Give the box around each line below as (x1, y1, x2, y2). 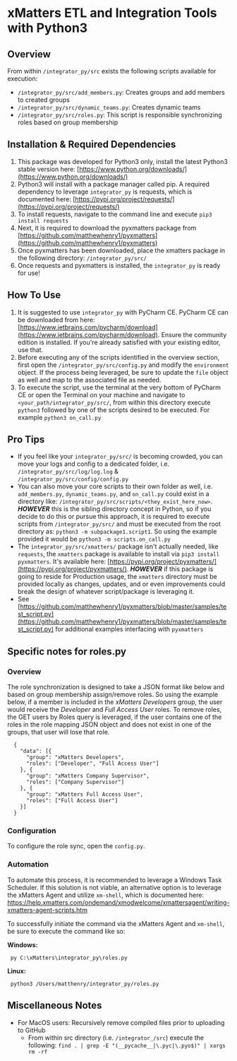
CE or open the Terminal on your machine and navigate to (17, 390, 186, 399)
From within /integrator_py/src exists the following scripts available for (7, 67, 217, 75)
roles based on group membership (17, 118, 119, 127)
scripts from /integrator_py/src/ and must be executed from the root (17, 520, 221, 528)
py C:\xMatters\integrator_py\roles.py (10, 954, 128, 961)
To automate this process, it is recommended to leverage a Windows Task (7, 875, 222, 884)
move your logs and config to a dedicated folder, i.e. (17, 459, 170, 468)
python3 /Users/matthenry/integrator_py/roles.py (10, 980, 159, 987)
